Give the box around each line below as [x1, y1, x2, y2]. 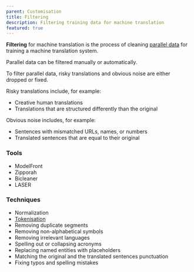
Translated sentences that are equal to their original [14, 135, 140, 142]
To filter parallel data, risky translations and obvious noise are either [6, 70, 170, 77]
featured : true [6, 25, 44, 31]
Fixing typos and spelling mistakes [14, 259, 99, 266]
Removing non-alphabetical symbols [14, 227, 103, 235]
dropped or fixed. [6, 76, 49, 83]
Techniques [6, 196, 41, 204]
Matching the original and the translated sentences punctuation [14, 253, 169, 260]
